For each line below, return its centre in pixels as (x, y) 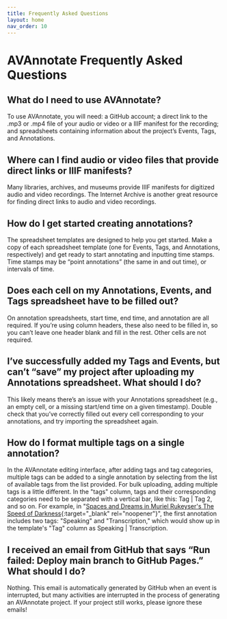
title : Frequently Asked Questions (58, 13)
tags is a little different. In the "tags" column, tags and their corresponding (112, 492)
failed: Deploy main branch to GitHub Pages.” (105, 560)
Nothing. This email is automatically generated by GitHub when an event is (112, 588)
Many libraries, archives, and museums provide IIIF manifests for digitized (111, 187)
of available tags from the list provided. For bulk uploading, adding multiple (112, 484)
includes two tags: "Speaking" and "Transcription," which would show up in (113, 521)
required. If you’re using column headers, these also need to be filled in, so (112, 325)
